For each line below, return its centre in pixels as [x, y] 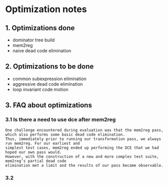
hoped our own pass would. [34, 152]
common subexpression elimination [49, 79]
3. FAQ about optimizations [49, 105]
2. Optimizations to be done [50, 67]
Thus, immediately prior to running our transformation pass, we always [83, 139]
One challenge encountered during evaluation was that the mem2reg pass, [85, 130]
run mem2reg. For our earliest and [43, 143]
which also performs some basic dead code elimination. [65, 135]
